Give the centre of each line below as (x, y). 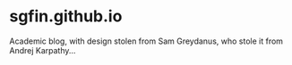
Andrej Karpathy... (43, 50)
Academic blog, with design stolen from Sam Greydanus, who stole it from (146, 41)
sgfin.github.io (66, 16)
